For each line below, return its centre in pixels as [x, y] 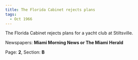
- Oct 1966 [21, 19]
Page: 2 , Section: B [25, 52]
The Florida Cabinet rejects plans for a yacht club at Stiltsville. [69, 33]
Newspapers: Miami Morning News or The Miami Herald [64, 43]
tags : [11, 14]
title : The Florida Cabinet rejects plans [50, 10]
